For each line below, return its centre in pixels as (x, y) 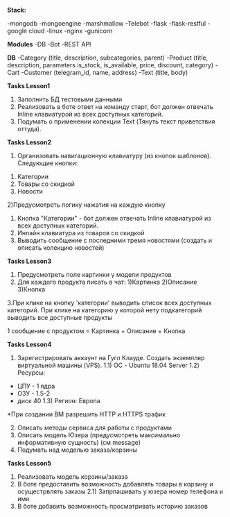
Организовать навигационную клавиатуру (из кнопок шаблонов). (114, 156)
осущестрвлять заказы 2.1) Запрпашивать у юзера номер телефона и (120, 491)
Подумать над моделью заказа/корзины (77, 450)
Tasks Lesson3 (29, 261)
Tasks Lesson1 (29, 86)
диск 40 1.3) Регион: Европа (59, 401)
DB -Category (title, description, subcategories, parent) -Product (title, (108, 58)
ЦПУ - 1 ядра (36, 386)
